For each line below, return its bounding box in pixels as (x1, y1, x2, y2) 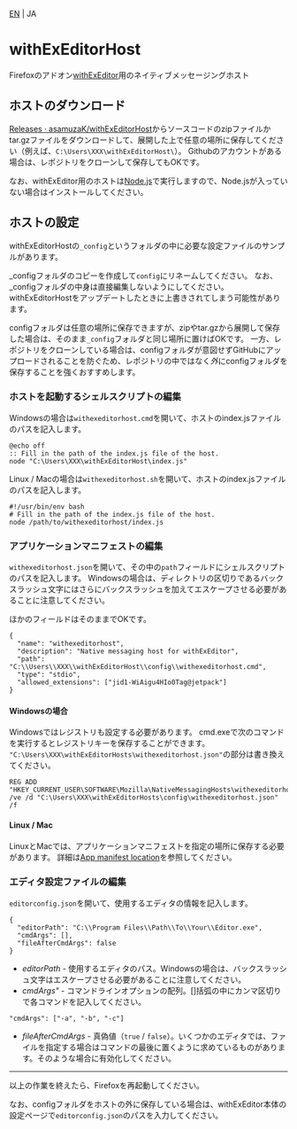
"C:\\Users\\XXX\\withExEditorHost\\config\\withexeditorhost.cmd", (9, 663, 267, 672)
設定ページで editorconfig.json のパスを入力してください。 (9, 1110, 224, 1120)
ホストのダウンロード (9, 98, 126, 113)
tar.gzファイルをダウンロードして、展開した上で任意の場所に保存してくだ (9, 134, 277, 145)
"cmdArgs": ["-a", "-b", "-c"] (9, 1014, 125, 1023)
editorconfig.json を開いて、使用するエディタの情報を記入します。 (9, 898, 254, 908)
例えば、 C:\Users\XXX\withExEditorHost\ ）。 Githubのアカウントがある (24, 145, 283, 156)
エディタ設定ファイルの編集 (9, 876, 126, 888)
